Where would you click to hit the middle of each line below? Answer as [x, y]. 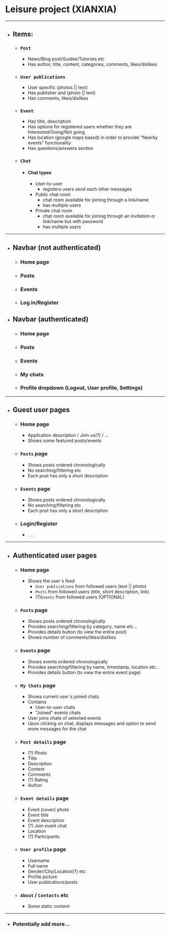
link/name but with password [73, 221]
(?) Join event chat [47, 826]
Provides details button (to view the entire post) [77, 632]
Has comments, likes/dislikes [58, 98]
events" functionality [49, 143]
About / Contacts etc [44, 895]
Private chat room [54, 211]
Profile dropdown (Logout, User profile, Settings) [81, 388]
